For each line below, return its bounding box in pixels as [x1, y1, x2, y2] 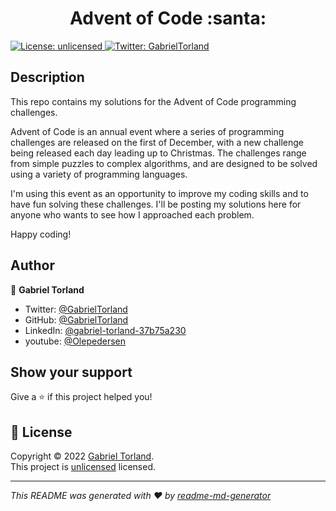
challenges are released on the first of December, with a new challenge [10, 136, 304, 148]
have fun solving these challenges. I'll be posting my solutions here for [10, 198, 302, 210]
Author [10, 257, 55, 274]
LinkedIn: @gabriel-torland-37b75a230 [24, 324, 187, 336]
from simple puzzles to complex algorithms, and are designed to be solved [10, 157, 318, 169]
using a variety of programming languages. [10, 168, 188, 180]
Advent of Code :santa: [69, 7, 267, 30]
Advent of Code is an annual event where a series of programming [10, 125, 285, 137]
